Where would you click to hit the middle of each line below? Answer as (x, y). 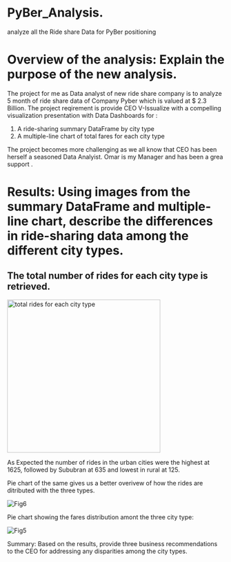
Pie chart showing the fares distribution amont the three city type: (101, 517)
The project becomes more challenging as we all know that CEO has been (112, 149)
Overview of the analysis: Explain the (116, 60)
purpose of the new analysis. (92, 74)
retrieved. (29, 287)
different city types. (66, 251)
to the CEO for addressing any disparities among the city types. (97, 551)
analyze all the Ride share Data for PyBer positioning (82, 32)
